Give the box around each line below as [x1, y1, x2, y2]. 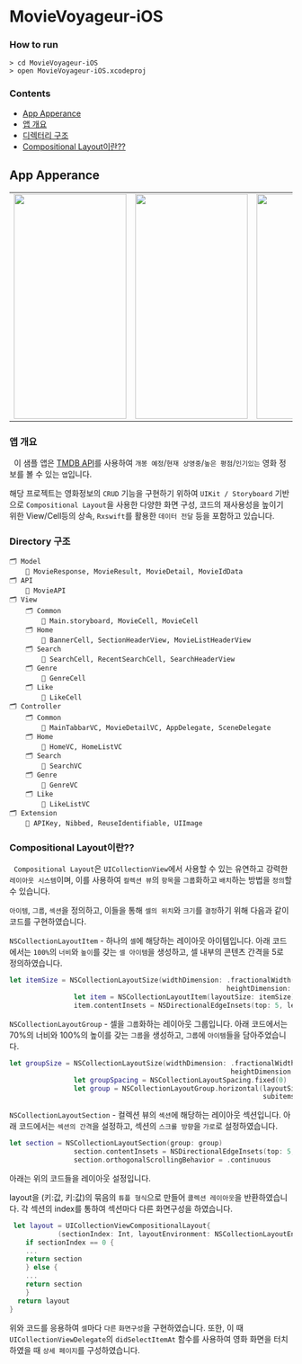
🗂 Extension [9, 809, 58, 818]
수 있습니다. [9, 886, 51, 896]
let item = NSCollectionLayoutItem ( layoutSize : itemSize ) [73, 993, 296, 1002]
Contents [9, 87, 51, 100]
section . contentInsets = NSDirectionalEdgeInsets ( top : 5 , [73, 1147, 296, 1156]
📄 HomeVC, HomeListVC [41, 743, 123, 752]
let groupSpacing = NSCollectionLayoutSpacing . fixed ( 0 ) [73, 1075, 288, 1084]
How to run [9, 39, 58, 51]
